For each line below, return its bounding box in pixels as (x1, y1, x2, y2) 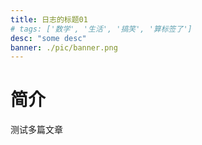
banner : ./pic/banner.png (10, 42, 118, 53)
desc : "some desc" (10, 33, 87, 43)
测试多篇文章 (10, 124, 63, 136)
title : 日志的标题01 (10, 14, 88, 25)
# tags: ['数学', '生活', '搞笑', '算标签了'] (10, 24, 193, 34)
